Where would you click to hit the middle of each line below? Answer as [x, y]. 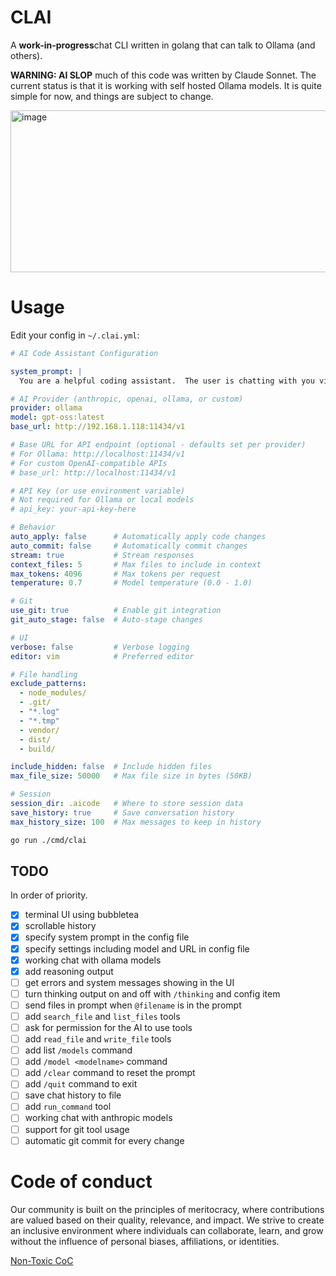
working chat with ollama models [93, 960]
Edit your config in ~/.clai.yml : [75, 335]
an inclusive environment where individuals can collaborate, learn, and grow [167, 1230]
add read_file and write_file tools [98, 1039]
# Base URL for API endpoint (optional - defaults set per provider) [158, 445]
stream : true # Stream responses [102, 555]
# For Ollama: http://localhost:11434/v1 [98, 454]
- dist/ [35, 739]
